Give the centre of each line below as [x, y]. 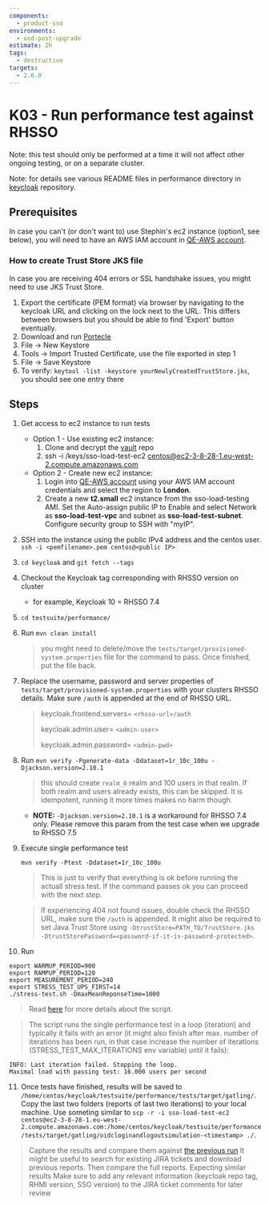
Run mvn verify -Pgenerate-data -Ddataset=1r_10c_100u [114, 761]
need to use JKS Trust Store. [56, 286]
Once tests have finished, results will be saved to [101, 1087]
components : [29, 16]
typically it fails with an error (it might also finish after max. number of [143, 1033]
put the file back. [68, 666]
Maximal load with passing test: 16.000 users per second [108, 1072]
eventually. [38, 328]
